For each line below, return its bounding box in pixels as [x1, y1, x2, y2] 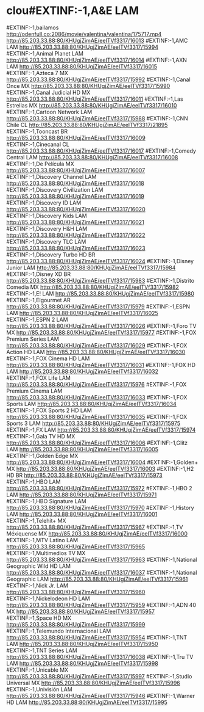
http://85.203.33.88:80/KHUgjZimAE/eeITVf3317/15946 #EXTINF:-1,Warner [6, 692, 195, 699]
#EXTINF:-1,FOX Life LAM [6, 374, 71, 382]
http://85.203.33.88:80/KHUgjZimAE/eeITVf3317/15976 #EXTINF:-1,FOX [6, 380, 187, 388]
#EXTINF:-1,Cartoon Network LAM [6, 108, 93, 115]
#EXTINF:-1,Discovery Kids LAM [6, 212, 87, 219]
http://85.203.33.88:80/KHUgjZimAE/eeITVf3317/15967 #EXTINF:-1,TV [6, 523, 183, 531]
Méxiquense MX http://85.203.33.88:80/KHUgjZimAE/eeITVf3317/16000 [6, 529, 188, 537]
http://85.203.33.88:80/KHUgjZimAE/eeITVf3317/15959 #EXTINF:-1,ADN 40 [6, 601, 197, 608]
